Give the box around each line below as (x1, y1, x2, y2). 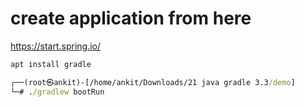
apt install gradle (10, 59, 92, 69)
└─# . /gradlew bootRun (10, 87, 105, 97)
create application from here (10, 7, 252, 30)
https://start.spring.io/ (10, 40, 102, 52)
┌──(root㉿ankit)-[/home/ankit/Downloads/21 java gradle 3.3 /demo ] (10, 77, 296, 87)
